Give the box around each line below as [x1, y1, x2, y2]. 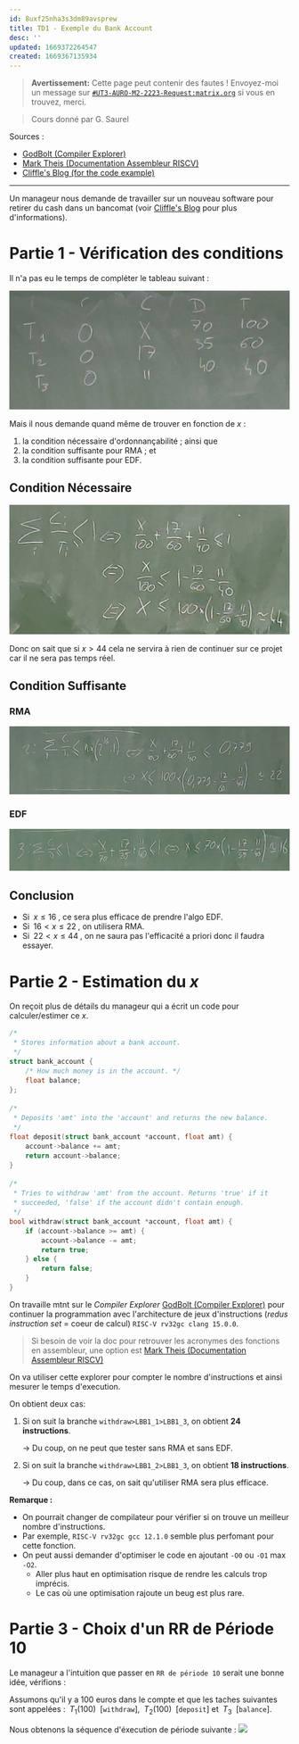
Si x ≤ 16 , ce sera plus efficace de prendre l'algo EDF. [21, 911, 224, 923]
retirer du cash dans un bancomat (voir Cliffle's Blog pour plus [9, 203, 238, 213]
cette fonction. [21, 1540, 77, 1550]
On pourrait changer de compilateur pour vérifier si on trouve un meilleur [21, 1511, 289, 1522]
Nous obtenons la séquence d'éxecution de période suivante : [9, 1723, 238, 1735]
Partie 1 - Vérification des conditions [9, 244, 284, 263]
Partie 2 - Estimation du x [9, 971, 199, 992]
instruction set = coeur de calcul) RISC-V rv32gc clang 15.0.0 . [9, 1317, 239, 1329]
